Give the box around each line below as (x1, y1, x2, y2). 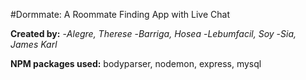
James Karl (10, 39, 58, 50)
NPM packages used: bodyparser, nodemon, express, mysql (10, 58, 262, 69)
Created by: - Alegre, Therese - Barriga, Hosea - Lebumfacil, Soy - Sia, (10, 28, 297, 39)
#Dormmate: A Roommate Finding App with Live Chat (10, 9, 230, 20)
